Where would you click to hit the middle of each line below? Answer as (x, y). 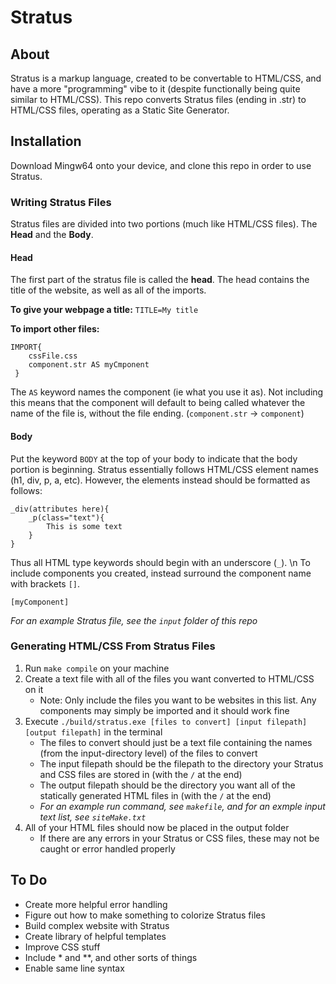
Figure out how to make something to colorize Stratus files (145, 915)
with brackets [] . (45, 583)
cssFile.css (53, 356)
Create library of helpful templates (95, 936)
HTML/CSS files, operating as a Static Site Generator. (120, 110)
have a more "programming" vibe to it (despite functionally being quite (155, 89)
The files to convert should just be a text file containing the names (176, 742)
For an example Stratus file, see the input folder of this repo (134, 620)
